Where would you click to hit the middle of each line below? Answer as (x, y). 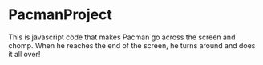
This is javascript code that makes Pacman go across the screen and (122, 37)
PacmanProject (60, 15)
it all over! (24, 54)
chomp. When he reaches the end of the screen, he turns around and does (132, 45)
